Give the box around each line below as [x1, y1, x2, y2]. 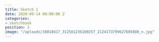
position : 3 [5, 25, 29, 30]
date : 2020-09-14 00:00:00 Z [5, 12, 65, 16]
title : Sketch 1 [5, 7, 38, 12]
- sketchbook [5, 20, 32, 26]
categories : [5, 16, 29, 21]
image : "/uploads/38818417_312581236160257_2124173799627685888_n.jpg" [5, 29, 155, 34]
